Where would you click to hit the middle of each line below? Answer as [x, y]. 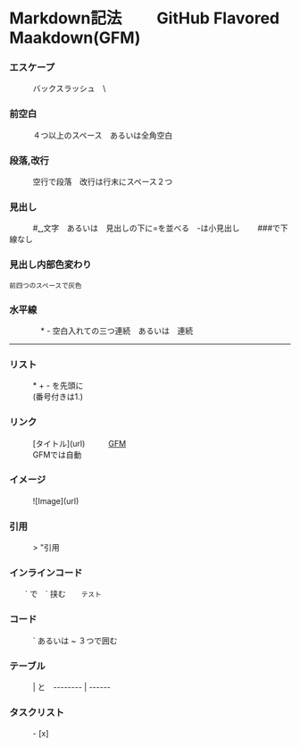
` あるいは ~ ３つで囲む [75, 641]
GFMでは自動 [57, 454]
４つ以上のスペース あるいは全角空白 [103, 135]
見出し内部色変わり [50, 264]
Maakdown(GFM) [75, 38]
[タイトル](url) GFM [79, 443]
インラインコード [46, 573]
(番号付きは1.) [58, 397]
